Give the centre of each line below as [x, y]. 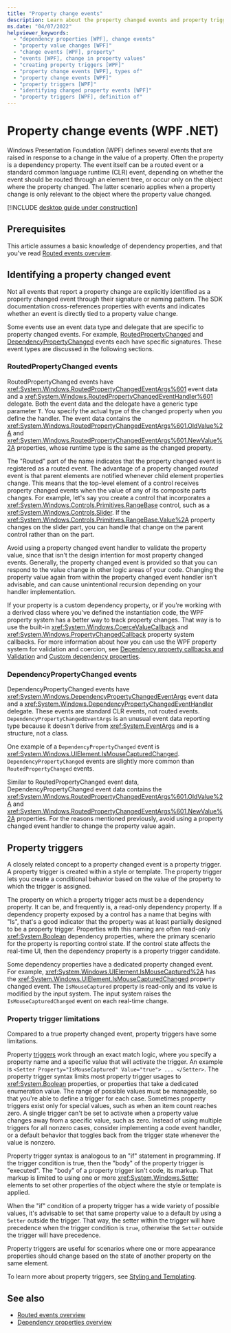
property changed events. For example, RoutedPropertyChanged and [105, 334]
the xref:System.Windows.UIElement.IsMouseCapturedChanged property [111, 979]
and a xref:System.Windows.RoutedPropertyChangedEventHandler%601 [110, 396]
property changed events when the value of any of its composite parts [107, 490]
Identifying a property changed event [89, 275]
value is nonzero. [32, 1143]
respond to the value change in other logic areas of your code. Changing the [115, 569]
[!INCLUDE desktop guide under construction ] [72, 207]
